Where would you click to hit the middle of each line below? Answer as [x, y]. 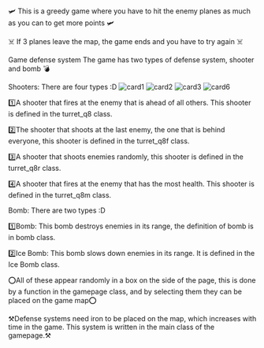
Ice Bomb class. [34, 265]
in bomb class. [32, 237]
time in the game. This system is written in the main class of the [112, 327]
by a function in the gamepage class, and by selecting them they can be [125, 291]
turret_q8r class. [35, 168]
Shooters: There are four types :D [63, 87]
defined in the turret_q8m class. [60, 195]
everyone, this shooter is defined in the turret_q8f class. [99, 141]
